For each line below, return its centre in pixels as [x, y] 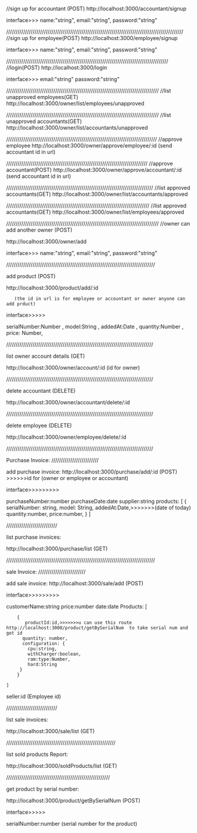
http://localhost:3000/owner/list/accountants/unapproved [77, 127]
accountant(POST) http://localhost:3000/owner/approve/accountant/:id [94, 170]
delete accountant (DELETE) [41, 391]
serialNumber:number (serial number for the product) [72, 824]
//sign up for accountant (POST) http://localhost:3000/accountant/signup [96, 9]
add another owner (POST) [39, 230]
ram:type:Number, [49, 659]
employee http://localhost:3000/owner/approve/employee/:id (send [89, 145]
